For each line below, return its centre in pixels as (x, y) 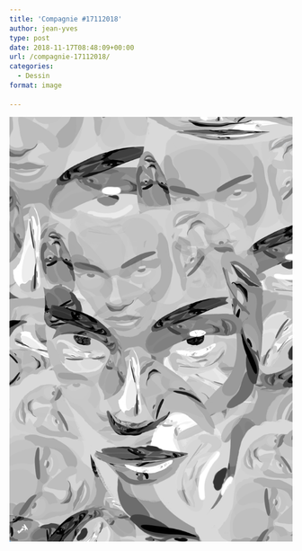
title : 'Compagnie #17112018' (66, 19)
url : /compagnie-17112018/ (60, 57)
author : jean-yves (44, 28)
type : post (30, 38)
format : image (36, 85)
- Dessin (34, 76)
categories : (31, 67)
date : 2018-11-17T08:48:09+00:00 (72, 48)
